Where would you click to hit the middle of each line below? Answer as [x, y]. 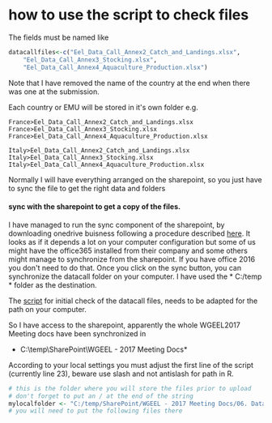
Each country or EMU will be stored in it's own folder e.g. [103, 107]
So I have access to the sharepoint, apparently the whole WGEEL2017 [124, 325]
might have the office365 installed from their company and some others [128, 250]
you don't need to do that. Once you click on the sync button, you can [125, 267]
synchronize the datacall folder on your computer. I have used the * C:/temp [135, 276]
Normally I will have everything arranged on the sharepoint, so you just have [136, 179]
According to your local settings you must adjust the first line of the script [131, 365]
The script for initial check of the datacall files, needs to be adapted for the [133, 301]
